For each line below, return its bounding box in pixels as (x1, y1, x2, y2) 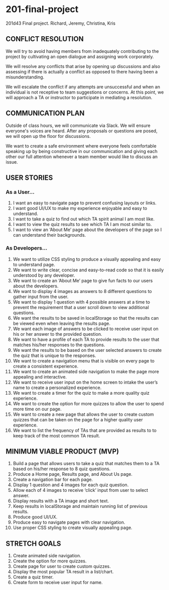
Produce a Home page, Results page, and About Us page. (13, 471, 132, 477)
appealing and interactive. (13, 374, 67, 380)
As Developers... (6, 245, 48, 252)
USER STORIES (6, 173, 53, 182)
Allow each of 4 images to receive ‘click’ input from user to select (13, 487, 148, 493)
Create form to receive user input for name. (13, 579, 103, 585)
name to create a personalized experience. (13, 384, 102, 391)
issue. (6, 159, 18, 165)
